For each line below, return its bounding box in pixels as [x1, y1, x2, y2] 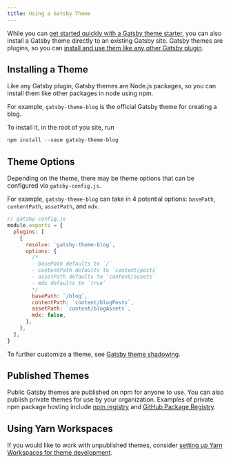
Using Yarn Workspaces [7, 422, 114, 435]
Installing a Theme [7, 63, 88, 76]
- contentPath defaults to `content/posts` [32, 267, 159, 274]
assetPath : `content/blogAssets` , [32, 305, 131, 313]
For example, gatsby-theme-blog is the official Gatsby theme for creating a [7, 103, 217, 111]
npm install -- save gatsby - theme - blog [7, 137, 119, 144]
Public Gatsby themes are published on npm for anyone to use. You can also [7, 388, 224, 397]
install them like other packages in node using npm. [7, 89, 154, 97]
